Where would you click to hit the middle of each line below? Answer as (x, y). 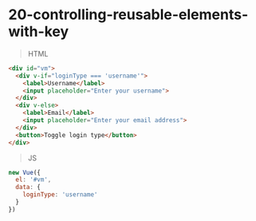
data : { (28, 187)
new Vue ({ (25, 172)
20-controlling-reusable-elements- (128, 15)
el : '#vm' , (33, 180)
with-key (39, 32)
